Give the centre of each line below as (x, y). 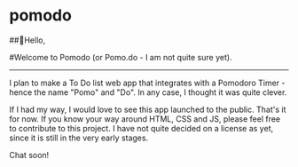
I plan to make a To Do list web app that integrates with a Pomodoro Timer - (147, 83)
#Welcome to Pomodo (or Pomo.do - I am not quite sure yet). (121, 57)
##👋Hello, (27, 40)
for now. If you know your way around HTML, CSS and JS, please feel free (145, 119)
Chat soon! (29, 155)
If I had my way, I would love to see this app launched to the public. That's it (148, 109)
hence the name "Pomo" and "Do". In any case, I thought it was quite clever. (148, 92)
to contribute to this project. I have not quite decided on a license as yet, (141, 128)
